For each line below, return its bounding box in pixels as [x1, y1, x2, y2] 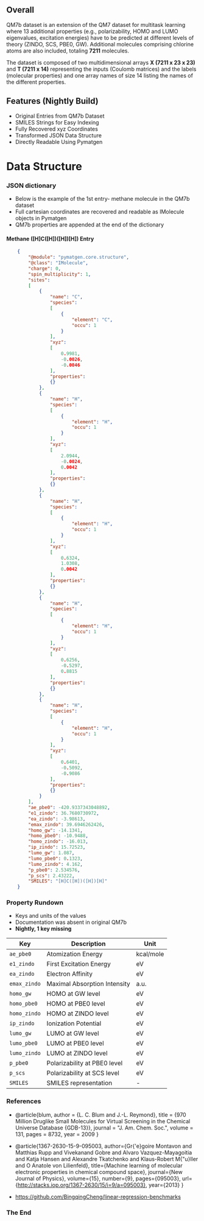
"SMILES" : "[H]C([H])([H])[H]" [28, 878, 108, 884]
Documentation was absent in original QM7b [15, 918, 127, 926]
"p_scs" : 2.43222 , [28, 873, 75, 879]
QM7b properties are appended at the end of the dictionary [15, 221, 164, 228]
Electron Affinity [46, 970, 93, 978]
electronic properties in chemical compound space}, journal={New [15, 1168, 183, 1175]
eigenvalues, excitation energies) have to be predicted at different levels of [6, 34, 194, 41]
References [6, 1097, 41, 1106]
